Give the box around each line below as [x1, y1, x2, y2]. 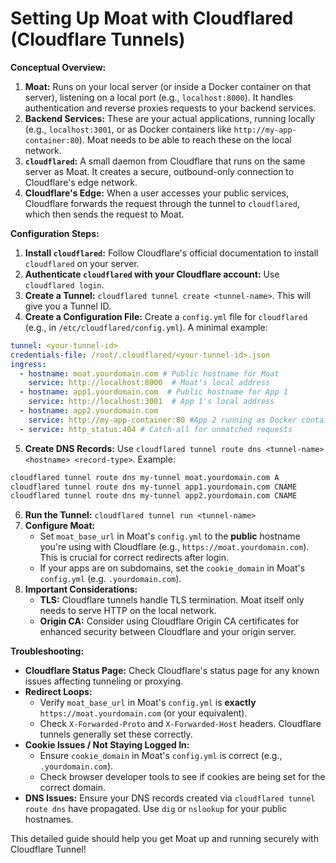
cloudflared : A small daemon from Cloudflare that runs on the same [24, 155, 306, 167]
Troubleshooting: [10, 645, 85, 657]
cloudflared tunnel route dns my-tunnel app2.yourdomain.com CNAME [10, 491, 298, 501]
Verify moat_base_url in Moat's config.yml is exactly [39, 697, 257, 709]
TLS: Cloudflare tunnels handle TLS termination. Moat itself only [39, 594, 305, 606]
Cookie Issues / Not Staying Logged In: [24, 739, 190, 751]
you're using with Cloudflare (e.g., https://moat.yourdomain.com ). [39, 541, 310, 553]
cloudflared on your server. [24, 257, 140, 269]
